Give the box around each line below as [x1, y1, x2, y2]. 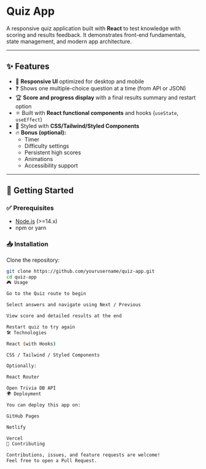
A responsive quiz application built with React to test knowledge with [6, 25, 181, 32]
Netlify [6, 424, 26, 430]
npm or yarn [15, 224, 47, 232]
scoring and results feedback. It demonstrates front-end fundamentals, [6, 31, 186, 38]
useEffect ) [15, 116, 43, 123]
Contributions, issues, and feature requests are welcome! [6, 452, 161, 459]
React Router [6, 374, 40, 380]
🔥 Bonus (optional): [15, 128, 66, 136]
